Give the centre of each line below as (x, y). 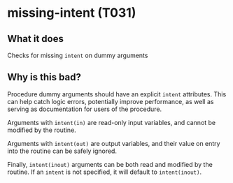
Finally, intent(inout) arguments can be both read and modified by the (110, 164)
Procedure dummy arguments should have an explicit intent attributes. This (117, 94)
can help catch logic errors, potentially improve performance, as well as (111, 101)
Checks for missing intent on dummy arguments (78, 55)
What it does (36, 39)
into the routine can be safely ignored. (62, 151)
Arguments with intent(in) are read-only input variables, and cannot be (112, 122)
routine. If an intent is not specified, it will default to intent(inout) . (104, 172)
